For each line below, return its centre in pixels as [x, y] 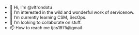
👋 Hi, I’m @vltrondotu [31, 7]
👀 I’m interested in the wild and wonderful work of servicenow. [72, 12]
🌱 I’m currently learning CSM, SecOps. [48, 17]
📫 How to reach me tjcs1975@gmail [46, 28]
